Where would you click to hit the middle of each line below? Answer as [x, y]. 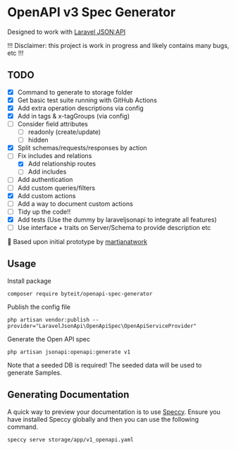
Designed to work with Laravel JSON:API [67, 32]
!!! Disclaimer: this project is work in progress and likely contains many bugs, [118, 45]
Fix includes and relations [55, 156]
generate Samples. [35, 372]
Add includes [47, 172]
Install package [29, 281]
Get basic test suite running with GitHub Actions [87, 100]
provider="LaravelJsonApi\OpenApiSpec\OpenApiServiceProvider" [102, 326]
